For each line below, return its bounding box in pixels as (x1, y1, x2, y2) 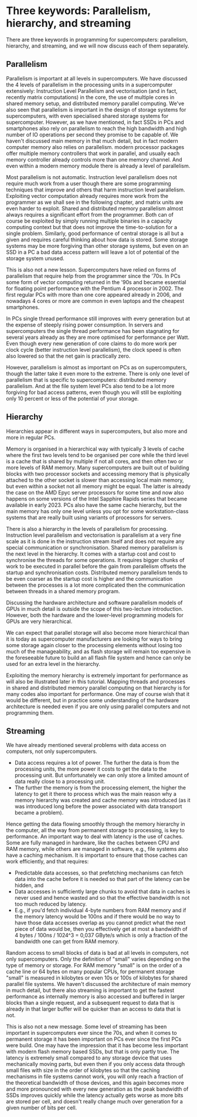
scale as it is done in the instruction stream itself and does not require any (6, 537, 185, 544)
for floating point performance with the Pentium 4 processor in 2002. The (6, 285, 184, 292)
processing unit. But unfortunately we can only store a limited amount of (14, 772, 189, 779)
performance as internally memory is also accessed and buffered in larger (6, 993, 185, 1000)
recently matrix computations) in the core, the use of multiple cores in (6, 93, 175, 100)
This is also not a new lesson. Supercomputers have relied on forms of (6, 266, 176, 273)
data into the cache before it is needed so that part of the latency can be (14, 876, 190, 883)
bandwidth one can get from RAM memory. (14, 938, 119, 945)
